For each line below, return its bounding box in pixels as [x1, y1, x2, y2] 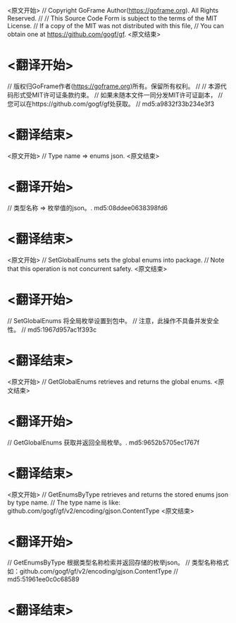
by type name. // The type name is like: [7, 498, 121, 507]
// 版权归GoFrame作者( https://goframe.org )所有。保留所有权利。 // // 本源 [7, 82, 221, 90]
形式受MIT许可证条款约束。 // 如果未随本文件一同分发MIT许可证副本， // [13, 90, 223, 99]
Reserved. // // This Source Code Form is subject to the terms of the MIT [7, 14, 218, 23]
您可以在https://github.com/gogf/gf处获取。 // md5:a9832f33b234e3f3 [7, 99, 215, 108]
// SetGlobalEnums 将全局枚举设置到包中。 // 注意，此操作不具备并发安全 [7, 316, 220, 325]
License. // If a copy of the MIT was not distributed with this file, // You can [7, 22, 224, 30]
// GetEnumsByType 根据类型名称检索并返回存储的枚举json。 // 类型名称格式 [7, 558, 229, 567]
